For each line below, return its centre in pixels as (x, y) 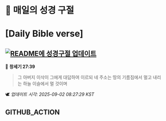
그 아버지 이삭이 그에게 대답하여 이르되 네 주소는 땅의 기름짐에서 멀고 (85, 77)
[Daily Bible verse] (44, 34)
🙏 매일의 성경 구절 (40, 10)
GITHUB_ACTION (33, 112)
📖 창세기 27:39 (20, 67)
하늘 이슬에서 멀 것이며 (45, 84)
